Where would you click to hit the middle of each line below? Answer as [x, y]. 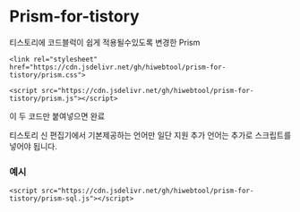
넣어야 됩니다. [34, 146]
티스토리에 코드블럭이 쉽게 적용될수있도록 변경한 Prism [105, 42]
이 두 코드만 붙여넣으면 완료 [57, 116]
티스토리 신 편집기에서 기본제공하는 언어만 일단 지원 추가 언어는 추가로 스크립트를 [150, 135]
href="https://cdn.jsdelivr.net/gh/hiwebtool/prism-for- [118, 67]
